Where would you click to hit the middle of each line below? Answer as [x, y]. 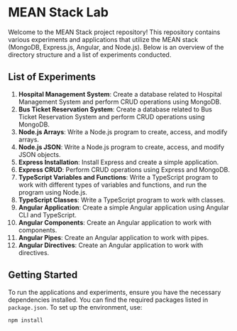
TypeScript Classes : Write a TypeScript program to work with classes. [122, 200]
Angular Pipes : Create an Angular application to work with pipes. [114, 237]
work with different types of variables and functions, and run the [112, 185]
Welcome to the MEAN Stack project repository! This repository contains [114, 32]
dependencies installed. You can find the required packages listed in [108, 300]
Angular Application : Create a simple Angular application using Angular [123, 207]
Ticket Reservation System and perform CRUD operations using [111, 116]
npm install [26, 320]
